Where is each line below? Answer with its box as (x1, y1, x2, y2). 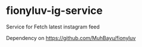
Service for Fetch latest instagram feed (6, 23, 100, 30)
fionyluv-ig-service (6, 4, 103, 17)
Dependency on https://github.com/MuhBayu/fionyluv (6, 34, 136, 41)
